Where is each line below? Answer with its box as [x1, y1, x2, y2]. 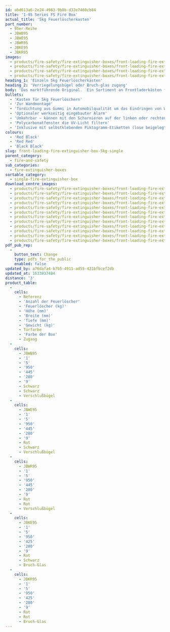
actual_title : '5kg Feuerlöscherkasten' [5, 17, 92, 22]
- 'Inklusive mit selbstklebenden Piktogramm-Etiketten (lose [10, 125, 144, 130]
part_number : [5, 21, 33, 27]
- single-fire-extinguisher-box [10, 177, 78, 182]
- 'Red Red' [10, 139, 35, 144]
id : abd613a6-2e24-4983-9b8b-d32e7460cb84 [5, 7, 96, 13]
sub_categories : [5, 162, 39, 167]
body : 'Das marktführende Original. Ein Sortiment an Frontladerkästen [5, 87, 162, 93]
